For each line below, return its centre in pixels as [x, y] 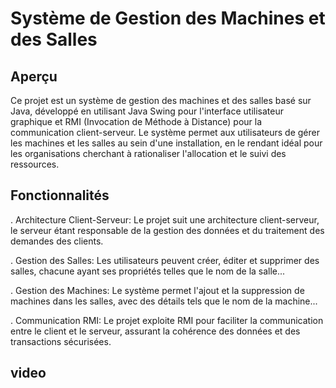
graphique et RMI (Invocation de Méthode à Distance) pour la [136, 121]
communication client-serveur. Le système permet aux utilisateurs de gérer [165, 132]
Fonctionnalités [60, 195]
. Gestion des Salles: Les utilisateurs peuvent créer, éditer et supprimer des [165, 260]
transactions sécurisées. [61, 341]
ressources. [35, 164]
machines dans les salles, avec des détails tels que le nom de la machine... [164, 301]
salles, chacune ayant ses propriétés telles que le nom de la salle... [148, 271]
